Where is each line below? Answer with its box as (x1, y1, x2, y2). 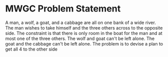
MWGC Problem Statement (5, 3, 121, 14)
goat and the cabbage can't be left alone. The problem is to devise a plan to (5, 40, 163, 46)
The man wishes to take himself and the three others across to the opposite (5, 24, 163, 30)
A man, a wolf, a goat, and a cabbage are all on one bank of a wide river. (5, 19, 156, 25)
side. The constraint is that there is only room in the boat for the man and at (5, 30, 163, 36)
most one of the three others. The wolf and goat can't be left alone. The (5, 35, 155, 41)
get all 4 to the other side (5, 46, 58, 52)
